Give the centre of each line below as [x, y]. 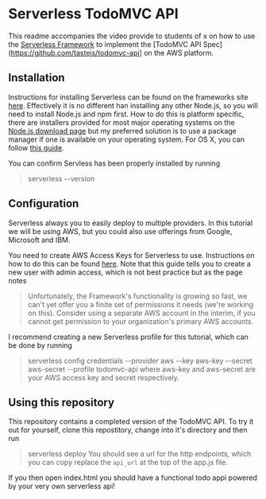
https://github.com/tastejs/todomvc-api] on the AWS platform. [112, 53]
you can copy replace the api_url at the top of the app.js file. [127, 462]
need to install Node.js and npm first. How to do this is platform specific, [126, 114]
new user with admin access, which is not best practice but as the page [125, 272]
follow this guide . [37, 147]
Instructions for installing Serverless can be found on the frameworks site [128, 97]
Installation [37, 78]
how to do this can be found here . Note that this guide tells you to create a [130, 263]
